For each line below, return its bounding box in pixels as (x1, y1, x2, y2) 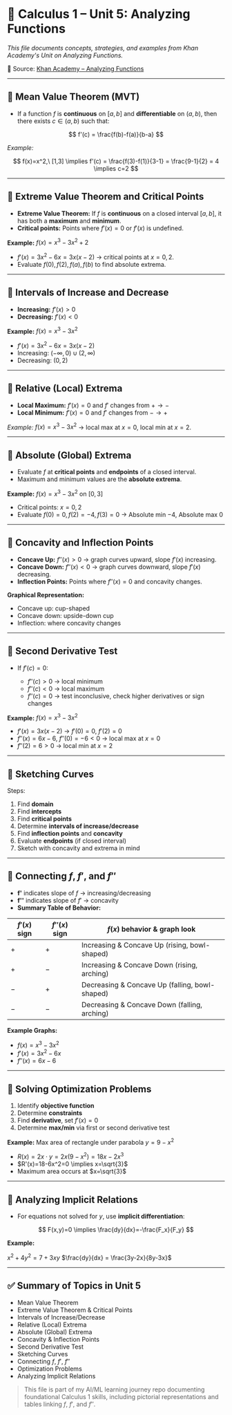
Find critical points (17, 815, 72, 823)
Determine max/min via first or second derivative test (17, 1123, 171, 1132)
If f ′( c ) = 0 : (17, 664, 48, 672)
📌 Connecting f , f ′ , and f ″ (7, 870, 117, 882)
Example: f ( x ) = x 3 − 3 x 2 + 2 (7, 237, 89, 247)
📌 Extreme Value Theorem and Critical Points (7, 191, 204, 203)
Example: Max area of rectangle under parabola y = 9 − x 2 (7, 1136, 175, 1146)
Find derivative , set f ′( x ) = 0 (17, 1116, 99, 1124)
